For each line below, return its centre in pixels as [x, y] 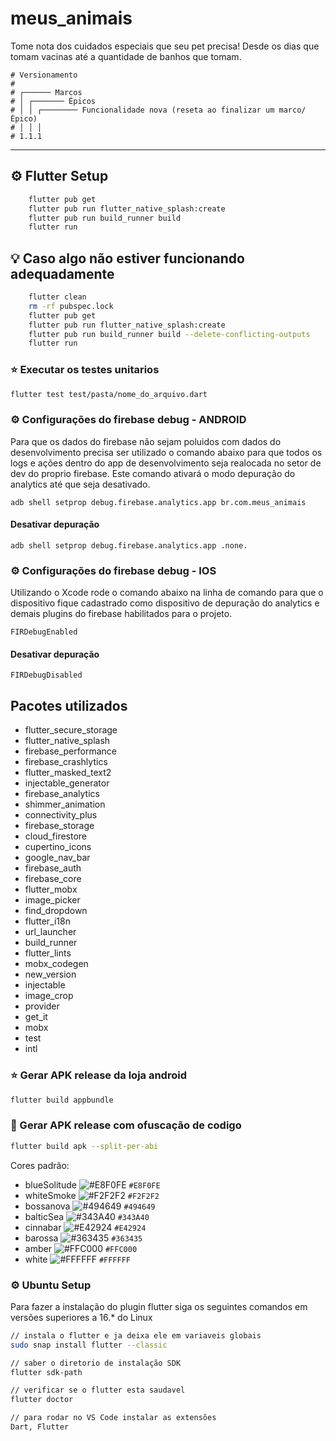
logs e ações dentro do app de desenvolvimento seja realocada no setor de [166, 463]
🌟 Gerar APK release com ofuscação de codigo [126, 1125]
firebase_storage [59, 826]
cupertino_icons [58, 847]
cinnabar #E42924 [85, 1227]
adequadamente [62, 273]
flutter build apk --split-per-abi [84, 1146]
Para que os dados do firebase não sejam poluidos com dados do [146, 441]
